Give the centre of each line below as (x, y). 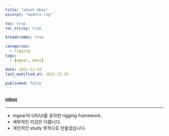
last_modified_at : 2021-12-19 (37, 74)
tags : (11, 56)
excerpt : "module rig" (29, 15)
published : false (23, 83)
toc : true (16, 24)
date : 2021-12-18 (23, 69)
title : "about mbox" (27, 10)
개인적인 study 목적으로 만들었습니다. (49, 128)
